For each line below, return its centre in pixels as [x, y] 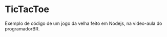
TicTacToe [27, 9]
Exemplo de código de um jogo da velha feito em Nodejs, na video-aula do [83, 23]
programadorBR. [22, 28]
